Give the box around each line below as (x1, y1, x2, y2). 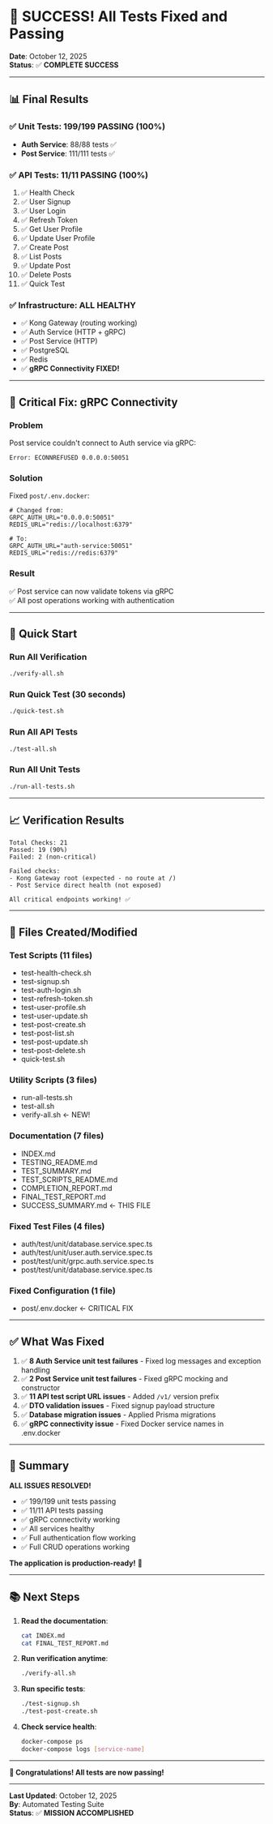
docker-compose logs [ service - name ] (20, 1745, 145, 1753)
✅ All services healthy (20, 1523, 96, 1533)
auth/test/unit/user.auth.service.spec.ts (20, 1248, 153, 1257)
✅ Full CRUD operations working (20, 1542, 130, 1552)
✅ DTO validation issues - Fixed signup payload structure (20, 1401, 215, 1411)
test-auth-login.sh (20, 985, 82, 995)
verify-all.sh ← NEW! (20, 1110, 91, 1120)
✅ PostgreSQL (20, 345, 70, 355)
